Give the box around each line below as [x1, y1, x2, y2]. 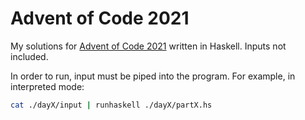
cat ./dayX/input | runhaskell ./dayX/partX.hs [10, 100, 213, 110]
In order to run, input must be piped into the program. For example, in [10, 70, 296, 82]
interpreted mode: [10, 80, 85, 92]
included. [10, 50, 49, 62]
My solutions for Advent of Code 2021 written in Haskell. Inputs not [10, 40, 287, 52]
